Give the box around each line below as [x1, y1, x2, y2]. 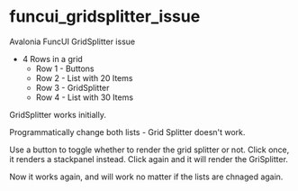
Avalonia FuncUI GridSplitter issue [9, 36, 136, 47]
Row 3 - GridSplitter [35, 82, 110, 93]
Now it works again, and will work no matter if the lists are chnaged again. [9, 171, 284, 182]
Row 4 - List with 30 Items [35, 92, 133, 103]
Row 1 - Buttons [35, 63, 95, 74]
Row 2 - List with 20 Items [35, 72, 133, 83]
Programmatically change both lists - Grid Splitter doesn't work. [9, 126, 246, 137]
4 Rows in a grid [22, 53, 83, 64]
